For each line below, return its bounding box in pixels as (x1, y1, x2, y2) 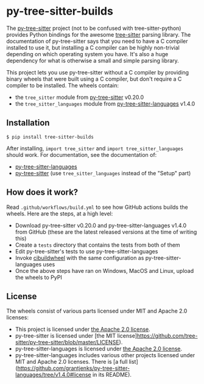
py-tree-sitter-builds (6, 4, 114, 18)
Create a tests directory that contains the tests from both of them (15, 241, 181, 248)
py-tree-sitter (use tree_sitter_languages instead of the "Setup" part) (15, 169, 191, 176)
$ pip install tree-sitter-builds (6, 134, 94, 140)
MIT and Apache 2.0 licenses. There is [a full (15, 358, 128, 366)
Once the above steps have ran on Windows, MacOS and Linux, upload (15, 267, 194, 274)
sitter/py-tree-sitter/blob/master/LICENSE (15, 339, 120, 346)
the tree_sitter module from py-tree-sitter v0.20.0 (15, 93, 144, 101)
